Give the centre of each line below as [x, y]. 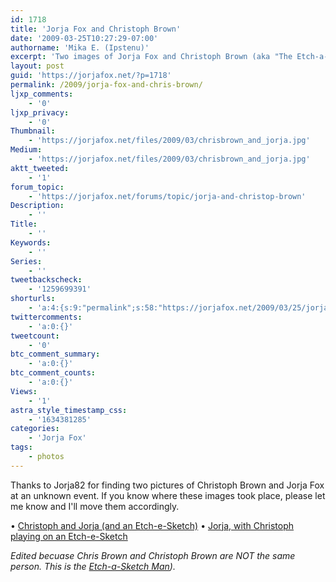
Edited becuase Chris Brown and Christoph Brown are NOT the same [153, 555]
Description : [37, 206]
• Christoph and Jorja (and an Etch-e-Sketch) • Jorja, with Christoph [152, 525]
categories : [35, 429]
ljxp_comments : [42, 94]
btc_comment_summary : [55, 354]
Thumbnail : [33, 131]
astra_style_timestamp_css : [69, 410]
